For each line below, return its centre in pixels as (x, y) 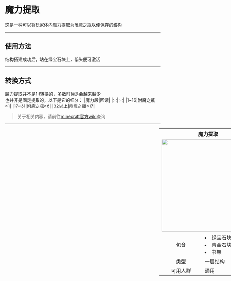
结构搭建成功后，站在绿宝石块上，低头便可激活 (53, 59)
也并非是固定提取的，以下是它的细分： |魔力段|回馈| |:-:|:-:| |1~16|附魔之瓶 (80, 100)
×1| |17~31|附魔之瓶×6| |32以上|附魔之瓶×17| (50, 106)
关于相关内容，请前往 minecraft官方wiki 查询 (61, 116)
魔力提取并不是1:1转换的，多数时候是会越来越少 (53, 94)
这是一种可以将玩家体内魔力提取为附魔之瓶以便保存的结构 (63, 25)
